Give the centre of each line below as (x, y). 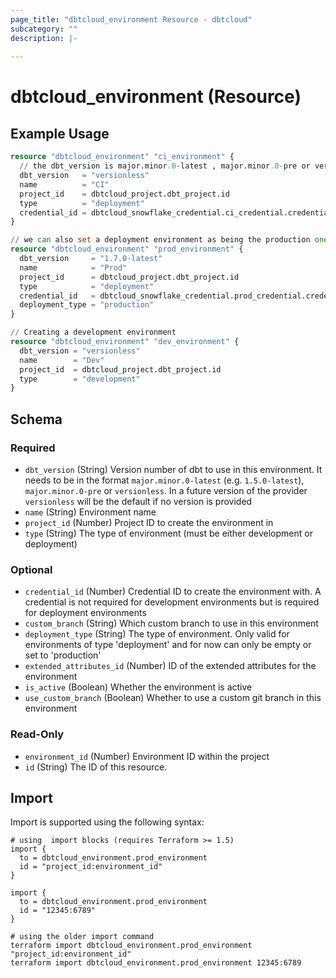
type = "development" (80, 379)
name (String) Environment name (90, 512)
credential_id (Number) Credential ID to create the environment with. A (173, 592)
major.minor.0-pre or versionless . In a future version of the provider (166, 490)
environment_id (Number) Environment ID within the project (147, 756)
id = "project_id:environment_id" (91, 867)
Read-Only (37, 734)
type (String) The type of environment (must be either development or (168, 533)
